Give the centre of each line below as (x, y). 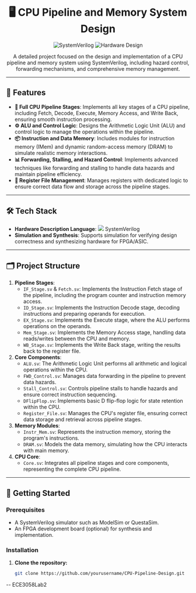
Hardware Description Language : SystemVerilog (77, 229)
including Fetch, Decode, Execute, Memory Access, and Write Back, (96, 113)
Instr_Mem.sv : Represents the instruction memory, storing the (97, 432)
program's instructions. (51, 438)
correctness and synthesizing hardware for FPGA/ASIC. (81, 241)
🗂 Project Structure (43, 266)
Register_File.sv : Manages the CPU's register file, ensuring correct (105, 413)
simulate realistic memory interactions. (61, 153)
